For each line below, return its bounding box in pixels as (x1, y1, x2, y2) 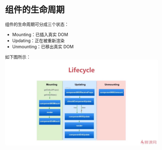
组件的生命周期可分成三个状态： (5, 21, 69, 27)
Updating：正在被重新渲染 (12, 37, 65, 44)
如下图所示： (5, 54, 31, 60)
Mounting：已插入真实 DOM (12, 31, 68, 37)
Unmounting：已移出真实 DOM (12, 44, 74, 49)
